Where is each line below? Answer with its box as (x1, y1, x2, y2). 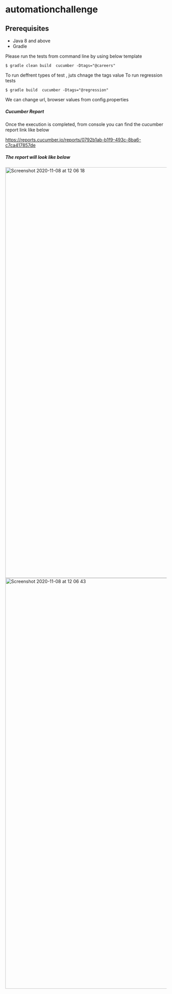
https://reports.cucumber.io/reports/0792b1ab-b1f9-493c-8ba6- (5, 136, 141, 142)
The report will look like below (5, 154, 71, 160)
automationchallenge (5, 4, 98, 15)
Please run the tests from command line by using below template (5, 53, 142, 59)
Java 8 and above (12, 38, 51, 44)
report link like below (5, 126, 50, 133)
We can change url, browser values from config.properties (5, 97, 129, 102)
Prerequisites (5, 24, 49, 33)
